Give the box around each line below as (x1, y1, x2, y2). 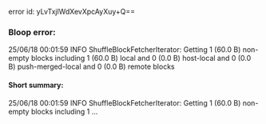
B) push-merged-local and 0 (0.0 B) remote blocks (8, 62, 175, 71)
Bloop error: (8, 26, 56, 38)
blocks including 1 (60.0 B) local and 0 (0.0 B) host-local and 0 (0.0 (30, 54, 252, 63)
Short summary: (8, 80, 64, 90)
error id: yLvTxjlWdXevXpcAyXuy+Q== (8, 7, 136, 16)
